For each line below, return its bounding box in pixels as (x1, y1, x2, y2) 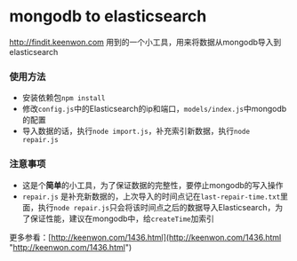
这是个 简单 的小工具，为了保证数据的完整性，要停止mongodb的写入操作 (21, 179, 284, 190)
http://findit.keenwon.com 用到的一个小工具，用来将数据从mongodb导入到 (9, 36, 282, 47)
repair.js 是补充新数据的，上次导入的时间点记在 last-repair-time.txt (21, 191, 281, 202)
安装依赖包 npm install (21, 92, 106, 103)
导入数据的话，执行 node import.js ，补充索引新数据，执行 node (21, 126, 251, 137)
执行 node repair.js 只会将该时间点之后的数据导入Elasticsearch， (37, 202, 276, 212)
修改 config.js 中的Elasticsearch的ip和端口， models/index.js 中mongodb (21, 104, 287, 115)
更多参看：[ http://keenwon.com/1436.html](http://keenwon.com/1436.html (9, 232, 282, 242)
